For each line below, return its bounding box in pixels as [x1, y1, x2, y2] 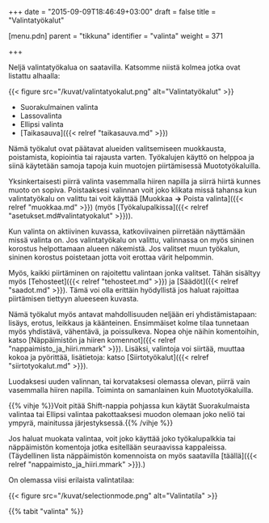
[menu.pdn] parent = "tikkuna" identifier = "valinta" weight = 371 [8, 32, 224, 40]
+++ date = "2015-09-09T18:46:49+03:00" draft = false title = [8, 7, 216, 16]
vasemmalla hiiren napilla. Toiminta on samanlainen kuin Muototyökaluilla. [8, 386, 254, 394]
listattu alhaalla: [8, 71, 61, 80]
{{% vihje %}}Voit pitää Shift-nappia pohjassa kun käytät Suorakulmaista [8, 401, 250, 411]
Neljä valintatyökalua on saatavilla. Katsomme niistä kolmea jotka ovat [8, 62, 241, 72]
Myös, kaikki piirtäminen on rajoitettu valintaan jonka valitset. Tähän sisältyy [8, 268, 261, 277]
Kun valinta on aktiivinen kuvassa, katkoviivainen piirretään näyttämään [8, 226, 246, 236]
